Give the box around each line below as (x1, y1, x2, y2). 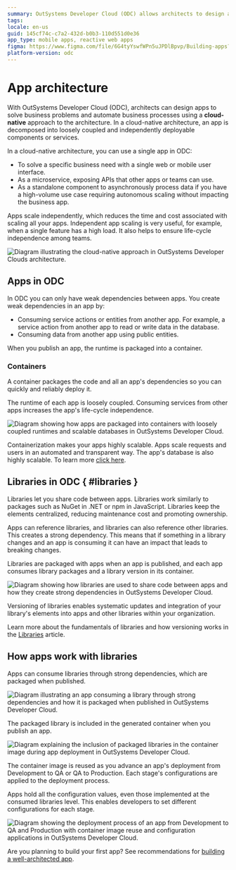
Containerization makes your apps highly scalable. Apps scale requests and (7, 441, 227, 449)
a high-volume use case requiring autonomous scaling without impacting (17, 190, 229, 198)
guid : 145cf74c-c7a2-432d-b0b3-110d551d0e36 (7, 30, 140, 37)
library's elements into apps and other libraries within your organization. (7, 609, 216, 617)
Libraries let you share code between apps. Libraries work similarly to (7, 494, 209, 503)
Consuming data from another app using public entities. (17, 330, 179, 339)
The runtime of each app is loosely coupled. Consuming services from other (7, 398, 228, 407)
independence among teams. (7, 234, 93, 242)
